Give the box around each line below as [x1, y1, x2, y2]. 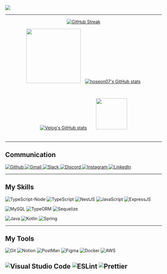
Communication [5, 151, 56, 159]
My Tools [5, 235, 34, 243]
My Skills [5, 183, 34, 191]
